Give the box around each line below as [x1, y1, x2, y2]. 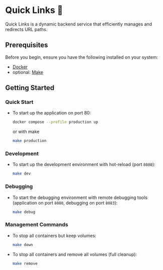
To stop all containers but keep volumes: [12, 232, 97, 238]
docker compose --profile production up [12, 119, 98, 124]
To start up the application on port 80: [12, 110, 91, 116]
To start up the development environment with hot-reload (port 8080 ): [12, 161, 155, 167]
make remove [12, 261, 38, 266]
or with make [12, 128, 40, 134]
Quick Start [5, 98, 34, 105]
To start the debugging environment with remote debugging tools [12, 194, 148, 200]
